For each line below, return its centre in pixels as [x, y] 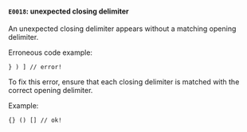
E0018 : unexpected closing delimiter [69, 11]
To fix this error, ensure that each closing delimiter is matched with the [124, 82]
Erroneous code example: [51, 52]
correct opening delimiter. [51, 91]
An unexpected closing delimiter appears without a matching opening [122, 29]
